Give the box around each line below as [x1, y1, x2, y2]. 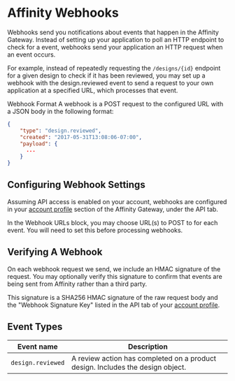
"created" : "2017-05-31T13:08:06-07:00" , [20, 134, 142, 141]
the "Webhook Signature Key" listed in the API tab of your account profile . [7, 301, 220, 309]
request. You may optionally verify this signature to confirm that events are [7, 272, 222, 280]
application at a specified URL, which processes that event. [7, 86, 178, 94]
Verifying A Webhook [7, 246, 103, 258]
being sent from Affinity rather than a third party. [7, 280, 148, 288]
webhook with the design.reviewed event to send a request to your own [7, 78, 214, 87]
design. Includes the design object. [71, 362, 187, 372]
